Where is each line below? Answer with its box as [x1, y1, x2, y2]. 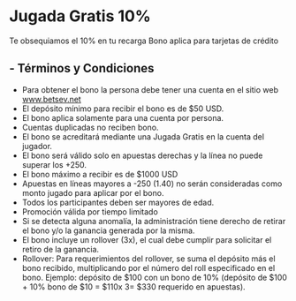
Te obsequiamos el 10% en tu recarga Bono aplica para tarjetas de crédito [9, 35, 279, 46]
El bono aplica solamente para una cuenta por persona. [21, 112, 224, 123]
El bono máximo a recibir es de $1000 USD [21, 169, 178, 179]
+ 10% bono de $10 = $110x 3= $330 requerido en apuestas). [21, 281, 246, 292]
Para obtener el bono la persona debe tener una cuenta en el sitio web [21, 84, 279, 94]
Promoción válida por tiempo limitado [21, 206, 159, 217]
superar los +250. [21, 159, 87, 169]
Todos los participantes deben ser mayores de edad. [21, 197, 215, 207]
